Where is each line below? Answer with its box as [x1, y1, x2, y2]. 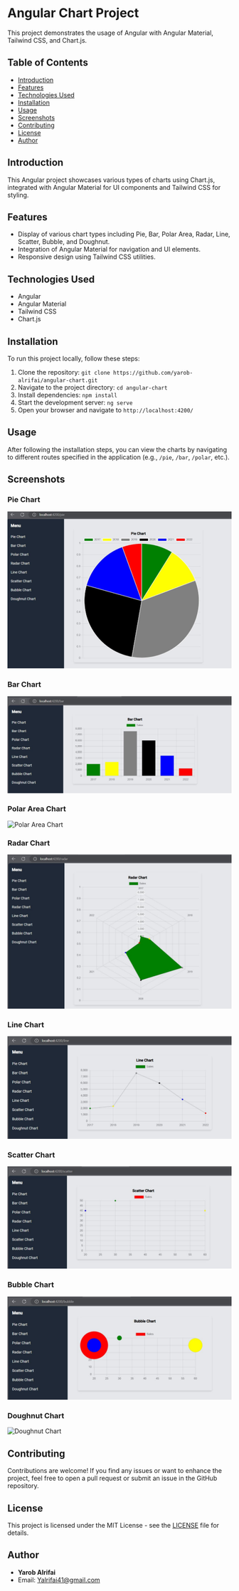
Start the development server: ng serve [17, 398, 133, 407]
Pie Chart [7, 495, 41, 505]
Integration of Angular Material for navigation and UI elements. [17, 245, 201, 254]
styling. [7, 191, 29, 199]
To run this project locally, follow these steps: [7, 354, 140, 363]
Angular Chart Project [7, 5, 139, 21]
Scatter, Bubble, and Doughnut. [17, 237, 110, 246]
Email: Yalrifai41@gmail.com [17, 1575, 101, 1584]
